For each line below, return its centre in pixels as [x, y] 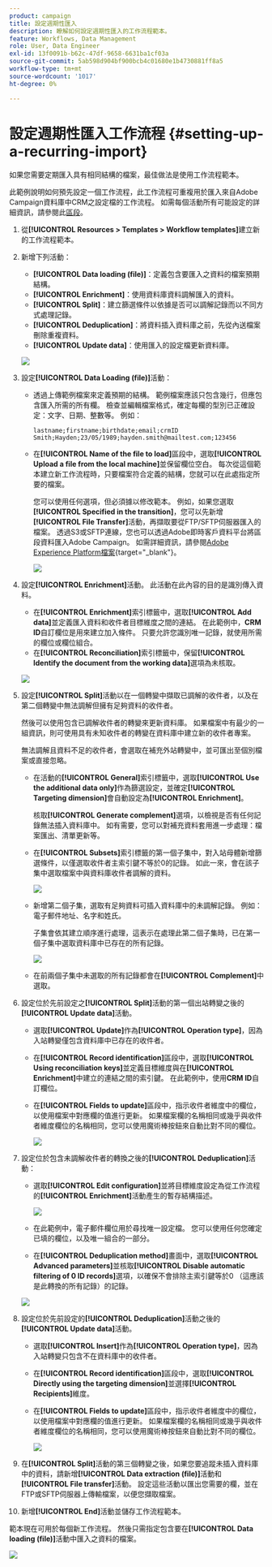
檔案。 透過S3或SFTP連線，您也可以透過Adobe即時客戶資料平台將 [143, 532]
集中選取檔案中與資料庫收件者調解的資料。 [104, 873]
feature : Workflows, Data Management [73, 39]
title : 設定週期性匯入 [43, 24]
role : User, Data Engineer [55, 46]
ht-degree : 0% [33, 84]
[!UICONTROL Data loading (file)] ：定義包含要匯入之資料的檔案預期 [146, 274]
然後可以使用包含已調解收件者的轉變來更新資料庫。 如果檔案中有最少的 [139, 723]
